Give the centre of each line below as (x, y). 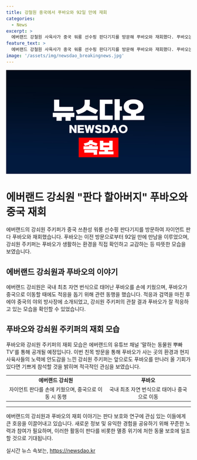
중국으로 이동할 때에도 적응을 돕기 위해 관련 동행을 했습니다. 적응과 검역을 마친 (95, 294)
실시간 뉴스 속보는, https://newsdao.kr (51, 451)
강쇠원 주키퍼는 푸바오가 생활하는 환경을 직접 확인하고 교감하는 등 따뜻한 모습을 (96, 244)
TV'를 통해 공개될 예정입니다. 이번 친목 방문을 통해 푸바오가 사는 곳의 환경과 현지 (98, 351)
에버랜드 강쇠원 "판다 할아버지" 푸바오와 (97, 197)
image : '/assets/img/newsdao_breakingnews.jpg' (65, 56)
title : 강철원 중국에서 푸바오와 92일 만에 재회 (57, 12)
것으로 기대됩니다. (33, 438)
